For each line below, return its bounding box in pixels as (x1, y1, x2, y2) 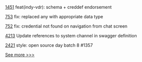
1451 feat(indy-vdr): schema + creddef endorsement (5, 4, 112, 10)
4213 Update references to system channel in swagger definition (5, 33, 137, 38)
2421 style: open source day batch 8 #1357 (5, 42, 93, 48)
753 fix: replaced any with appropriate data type (5, 14, 103, 19)
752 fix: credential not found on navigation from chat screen (5, 23, 128, 29)
